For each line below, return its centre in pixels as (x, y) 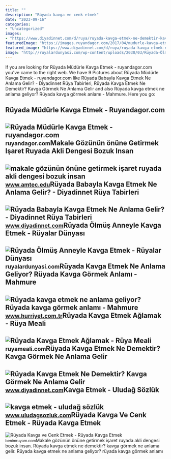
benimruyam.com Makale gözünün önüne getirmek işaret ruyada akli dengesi (83, 441)
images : (13, 34)
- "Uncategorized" (25, 29)
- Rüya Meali (26, 323)
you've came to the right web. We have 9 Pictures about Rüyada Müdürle (82, 72)
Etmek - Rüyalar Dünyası (45, 234)
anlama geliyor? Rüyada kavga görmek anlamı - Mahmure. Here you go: (80, 94)
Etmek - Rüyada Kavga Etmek (53, 423)
